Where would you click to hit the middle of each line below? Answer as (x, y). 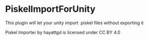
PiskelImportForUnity (50, 9)
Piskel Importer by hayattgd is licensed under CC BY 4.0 (63, 32)
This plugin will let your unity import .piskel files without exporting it (74, 23)
